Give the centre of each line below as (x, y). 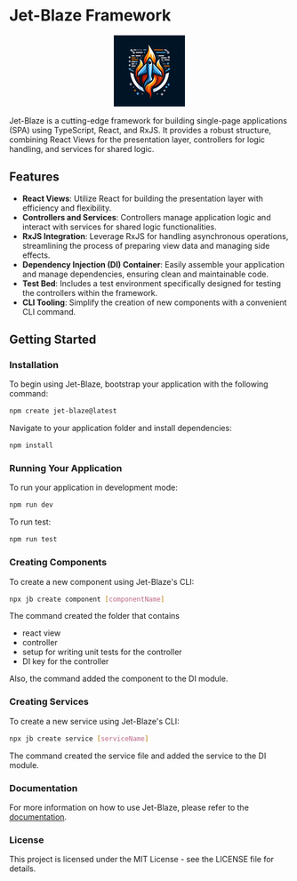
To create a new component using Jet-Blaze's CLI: (102, 581)
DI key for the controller (65, 661)
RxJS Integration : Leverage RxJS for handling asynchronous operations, (155, 236)
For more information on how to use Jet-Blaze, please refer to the (129, 807)
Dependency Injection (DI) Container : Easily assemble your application (153, 264)
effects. (36, 255)
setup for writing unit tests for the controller (102, 652)
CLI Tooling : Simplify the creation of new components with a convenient (154, 302)
